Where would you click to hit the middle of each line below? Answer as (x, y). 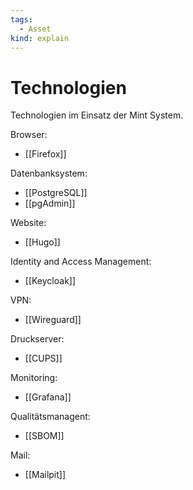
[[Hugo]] (42, 242)
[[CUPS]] (43, 358)
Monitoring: (34, 378)
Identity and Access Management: (81, 262)
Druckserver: (37, 339)
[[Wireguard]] (53, 320)
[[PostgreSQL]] (56, 193)
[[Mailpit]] (45, 475)
